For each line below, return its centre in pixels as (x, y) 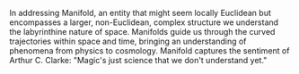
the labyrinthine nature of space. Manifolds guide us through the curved (142, 32)
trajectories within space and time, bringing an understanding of (128, 41)
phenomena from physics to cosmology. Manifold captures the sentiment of (149, 51)
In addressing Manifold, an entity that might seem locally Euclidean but (141, 13)
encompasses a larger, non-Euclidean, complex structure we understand (144, 22)
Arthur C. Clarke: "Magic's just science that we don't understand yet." (138, 60)
